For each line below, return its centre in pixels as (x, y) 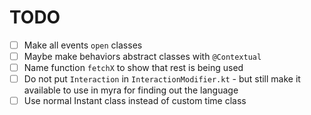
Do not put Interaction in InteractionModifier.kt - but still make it (162, 79)
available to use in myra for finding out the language (131, 90)
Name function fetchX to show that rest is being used (133, 68)
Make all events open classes (83, 45)
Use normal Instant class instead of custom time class (135, 101)
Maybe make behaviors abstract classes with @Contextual (142, 56)
